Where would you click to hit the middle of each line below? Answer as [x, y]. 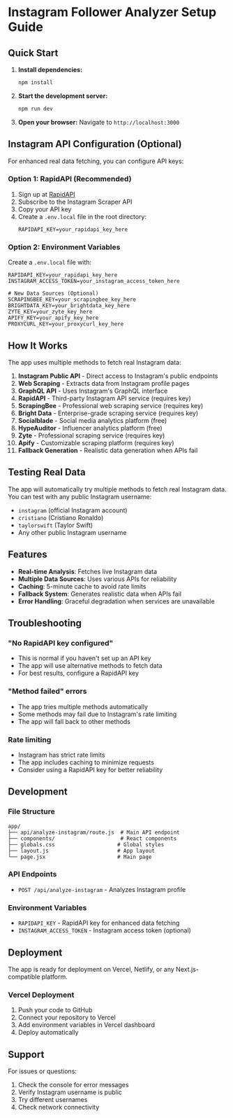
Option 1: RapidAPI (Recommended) [70, 179]
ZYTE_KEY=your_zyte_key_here [50, 312]
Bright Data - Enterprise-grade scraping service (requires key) [108, 413]
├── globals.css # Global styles [86, 844]
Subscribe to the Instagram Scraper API [75, 202]
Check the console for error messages [73, 1085]
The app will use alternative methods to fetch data [90, 666]
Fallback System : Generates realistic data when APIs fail [100, 594]
